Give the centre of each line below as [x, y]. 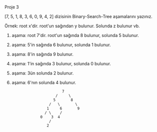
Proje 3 [12, 7]
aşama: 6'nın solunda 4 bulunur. [44, 83]
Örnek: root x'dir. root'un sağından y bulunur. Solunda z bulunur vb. [72, 26]
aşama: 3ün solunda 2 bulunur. [43, 73]
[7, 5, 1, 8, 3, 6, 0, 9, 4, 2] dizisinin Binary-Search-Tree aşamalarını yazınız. [78, 16]
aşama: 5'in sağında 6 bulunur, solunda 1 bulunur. [61, 45]
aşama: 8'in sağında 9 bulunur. [42, 54]
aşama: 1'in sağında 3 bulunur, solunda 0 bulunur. [61, 64]
